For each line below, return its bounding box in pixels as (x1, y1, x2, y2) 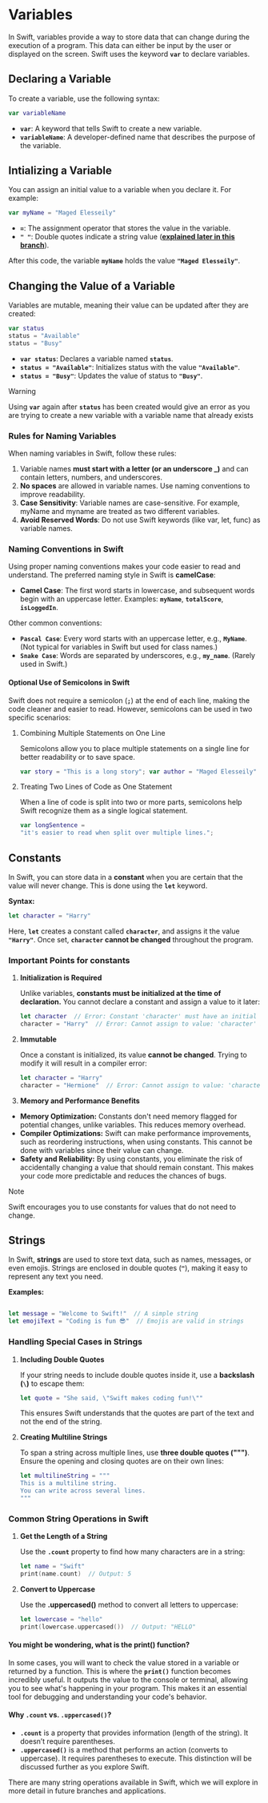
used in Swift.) (19, 659, 68, 669)
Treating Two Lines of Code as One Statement (19, 782, 173, 792)
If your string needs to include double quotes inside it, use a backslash (19, 1370, 254, 1379)
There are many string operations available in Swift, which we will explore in (8, 1777, 258, 1787)
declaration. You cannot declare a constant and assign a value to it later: (19, 997, 260, 1006)
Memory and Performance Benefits (19, 1095, 140, 1106)
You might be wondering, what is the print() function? (8, 1640, 190, 1650)
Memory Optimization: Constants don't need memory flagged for (19, 1111, 238, 1121)
